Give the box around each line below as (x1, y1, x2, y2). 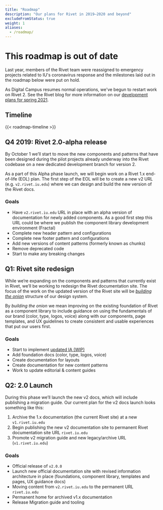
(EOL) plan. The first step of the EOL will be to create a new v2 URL (18, 176, 153, 182)
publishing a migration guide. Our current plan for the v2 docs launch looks (5, 400, 156, 405)
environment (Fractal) (12, 225, 56, 231)
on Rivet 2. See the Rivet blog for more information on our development (5, 91, 148, 97)
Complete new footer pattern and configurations (12, 235, 109, 241)
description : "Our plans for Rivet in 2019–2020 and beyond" (5, 12, 132, 17)
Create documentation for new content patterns (12, 362, 108, 368)
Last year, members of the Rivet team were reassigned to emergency (5, 67, 144, 73)
